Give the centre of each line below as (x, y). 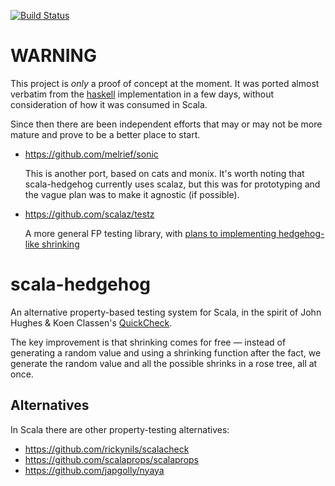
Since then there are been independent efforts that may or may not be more (166, 124)
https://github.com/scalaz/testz (89, 214)
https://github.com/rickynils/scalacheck (107, 449)
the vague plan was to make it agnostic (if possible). (132, 194)
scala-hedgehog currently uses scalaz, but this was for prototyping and (172, 184)
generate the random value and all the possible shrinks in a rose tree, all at (164, 363)
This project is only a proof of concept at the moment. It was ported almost (165, 83)
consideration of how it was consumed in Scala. (109, 104)
